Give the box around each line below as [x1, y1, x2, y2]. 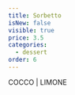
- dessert [15, 48, 47, 56]
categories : [8, 41, 47, 49]
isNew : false [8, 19, 51, 27]
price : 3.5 [8, 33, 44, 42]
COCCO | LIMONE [8, 77, 67, 87]
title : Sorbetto [8, 11, 62, 20]
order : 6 [8, 56, 37, 64]
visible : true [8, 26, 55, 34]
